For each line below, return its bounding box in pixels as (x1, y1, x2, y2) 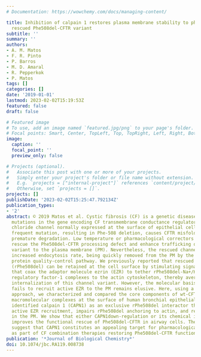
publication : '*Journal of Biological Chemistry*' (6, 335, 135, 341)
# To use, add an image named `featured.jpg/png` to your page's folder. (6, 125, 194, 131)
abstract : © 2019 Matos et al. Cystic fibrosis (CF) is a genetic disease (6, 213, 197, 219)
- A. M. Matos (6, 47, 42, 54)
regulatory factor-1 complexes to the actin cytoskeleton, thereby (11, 274, 184, 281)
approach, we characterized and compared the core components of (11, 291, 178, 297)
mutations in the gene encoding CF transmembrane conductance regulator (11, 219, 197, 225)
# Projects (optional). (6, 163, 66, 169)
